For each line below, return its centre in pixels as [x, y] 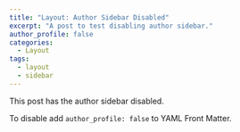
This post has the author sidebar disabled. [87, 101]
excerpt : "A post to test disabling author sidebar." [112, 26]
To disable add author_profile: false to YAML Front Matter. [120, 118]
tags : [19, 59]
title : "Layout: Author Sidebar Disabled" [89, 17]
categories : [31, 42]
